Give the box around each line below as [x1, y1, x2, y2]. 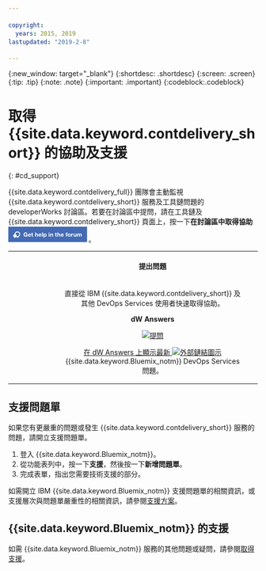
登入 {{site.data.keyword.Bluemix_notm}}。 [19, 450, 161, 459]
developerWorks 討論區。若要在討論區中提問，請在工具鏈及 [8, 207, 203, 217]
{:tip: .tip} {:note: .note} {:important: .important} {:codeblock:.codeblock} [8, 78, 245, 87]
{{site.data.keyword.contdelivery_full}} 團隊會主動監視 [8, 187, 184, 197]
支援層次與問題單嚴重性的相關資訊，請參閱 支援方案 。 [8, 496, 182, 506]
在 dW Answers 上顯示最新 [83, 347, 171, 356]
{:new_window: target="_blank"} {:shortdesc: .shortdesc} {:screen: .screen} [8, 69, 256, 78]
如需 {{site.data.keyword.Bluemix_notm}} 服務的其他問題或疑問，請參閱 [8, 543, 241, 554]
